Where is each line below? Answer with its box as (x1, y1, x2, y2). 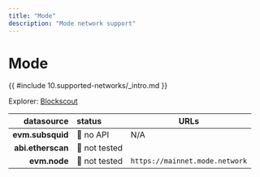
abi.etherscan (13, 142, 69, 154)
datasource (23, 116, 69, 127)
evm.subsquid (12, 129, 69, 141)
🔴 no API (76, 129, 110, 141)
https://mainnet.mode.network (130, 157, 248, 166)
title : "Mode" (8, 11, 57, 20)
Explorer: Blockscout (8, 96, 79, 106)
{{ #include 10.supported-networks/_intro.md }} (8, 81, 168, 91)
